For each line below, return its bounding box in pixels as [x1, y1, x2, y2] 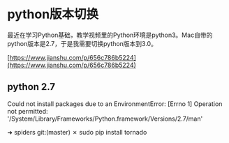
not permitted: [7, 107, 48, 115]
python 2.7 [7, 81, 56, 93]
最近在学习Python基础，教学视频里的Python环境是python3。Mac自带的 [7, 31, 213, 39]
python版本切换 [7, 6, 99, 22]
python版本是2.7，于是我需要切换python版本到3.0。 [7, 39, 157, 47]
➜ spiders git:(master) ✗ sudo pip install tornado [7, 128, 147, 136]
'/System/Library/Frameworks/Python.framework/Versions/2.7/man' [7, 114, 203, 123]
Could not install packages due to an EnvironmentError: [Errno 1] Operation [7, 99, 223, 108]
